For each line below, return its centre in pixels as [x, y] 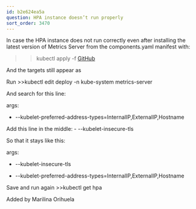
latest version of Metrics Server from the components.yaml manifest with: [98, 47]
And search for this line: [36, 94]
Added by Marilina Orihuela [40, 199]
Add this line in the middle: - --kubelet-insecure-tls [70, 129]
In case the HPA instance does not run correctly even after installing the [96, 41]
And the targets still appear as [44, 70]
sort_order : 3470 [28, 23]
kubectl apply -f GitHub [66, 59]
